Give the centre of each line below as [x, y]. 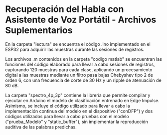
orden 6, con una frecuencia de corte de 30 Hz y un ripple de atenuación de [83, 80]
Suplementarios [39, 30]
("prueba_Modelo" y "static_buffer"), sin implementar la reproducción [77, 122]
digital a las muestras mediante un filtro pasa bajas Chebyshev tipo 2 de [79, 75]
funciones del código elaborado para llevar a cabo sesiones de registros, [80, 64]
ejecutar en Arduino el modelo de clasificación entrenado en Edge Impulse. [82, 100]
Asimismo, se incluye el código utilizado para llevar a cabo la [68, 106]
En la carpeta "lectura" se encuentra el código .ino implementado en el [78, 44]
